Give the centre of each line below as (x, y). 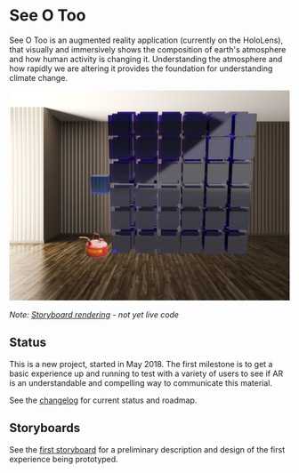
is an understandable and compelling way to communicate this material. (141, 382)
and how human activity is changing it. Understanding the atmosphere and (146, 59)
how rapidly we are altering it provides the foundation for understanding (141, 68)
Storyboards (45, 428)
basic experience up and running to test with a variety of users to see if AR (146, 373)
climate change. (39, 77)
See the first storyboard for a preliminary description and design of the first (147, 449)
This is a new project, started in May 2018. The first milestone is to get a (141, 364)
